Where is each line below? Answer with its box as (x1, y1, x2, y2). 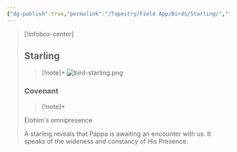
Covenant (23, 86, 59, 96)
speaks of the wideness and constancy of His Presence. (23, 137, 188, 145)
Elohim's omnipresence (23, 115, 93, 124)
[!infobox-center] (23, 30, 74, 38)
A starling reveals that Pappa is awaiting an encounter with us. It (23, 129, 212, 138)
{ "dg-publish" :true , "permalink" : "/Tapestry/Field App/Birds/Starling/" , (6, 10, 226, 18)
